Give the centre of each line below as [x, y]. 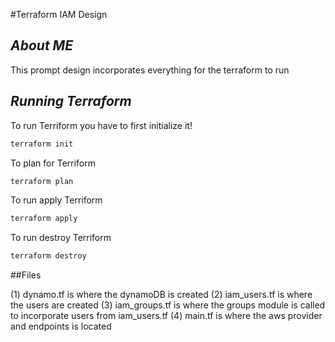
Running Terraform [71, 101]
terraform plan [42, 181]
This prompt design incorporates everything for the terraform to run [150, 70]
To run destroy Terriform [61, 238]
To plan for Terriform [53, 163]
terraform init [42, 144]
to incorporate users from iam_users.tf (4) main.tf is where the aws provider [166, 316]
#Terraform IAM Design [59, 14]
